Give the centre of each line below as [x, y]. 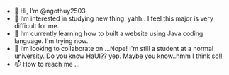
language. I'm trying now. [51, 41]
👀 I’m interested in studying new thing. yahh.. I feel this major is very [114, 18]
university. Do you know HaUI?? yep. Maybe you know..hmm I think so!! [118, 56]
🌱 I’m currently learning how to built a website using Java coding [108, 33]
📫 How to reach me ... [47, 64]
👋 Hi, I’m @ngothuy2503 [50, 11]
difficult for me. [37, 26]
